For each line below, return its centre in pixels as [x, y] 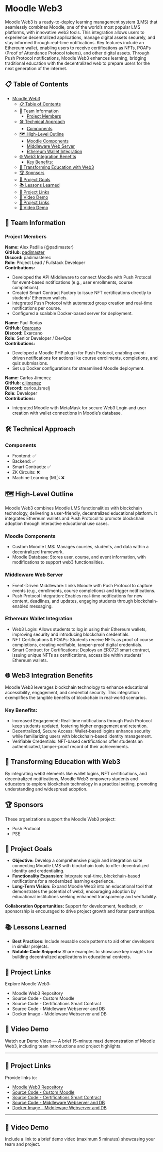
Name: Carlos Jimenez [28, 378]
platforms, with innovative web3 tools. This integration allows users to [75, 32]
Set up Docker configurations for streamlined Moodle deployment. [78, 368]
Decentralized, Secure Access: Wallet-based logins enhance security [81, 731]
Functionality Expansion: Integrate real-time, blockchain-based [76, 876]
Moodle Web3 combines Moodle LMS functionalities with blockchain [73, 508]
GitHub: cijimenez [23, 383]
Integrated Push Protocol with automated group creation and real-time [82, 303]
